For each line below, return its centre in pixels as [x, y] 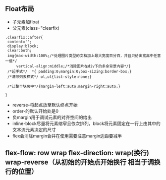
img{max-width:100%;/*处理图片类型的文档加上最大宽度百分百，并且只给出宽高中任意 [84, 56]
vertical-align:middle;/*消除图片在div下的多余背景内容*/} [74, 66]
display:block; [23, 46]
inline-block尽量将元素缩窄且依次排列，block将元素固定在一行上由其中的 [86, 123]
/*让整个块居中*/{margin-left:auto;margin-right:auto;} [64, 86]
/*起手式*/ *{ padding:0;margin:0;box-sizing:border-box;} [69, 71]
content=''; [20, 42]
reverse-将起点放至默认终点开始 [45, 105]
